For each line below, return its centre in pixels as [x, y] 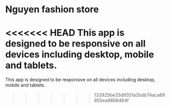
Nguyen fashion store [52, 9]
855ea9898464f [112, 100]
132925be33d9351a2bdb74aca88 [130, 95]
